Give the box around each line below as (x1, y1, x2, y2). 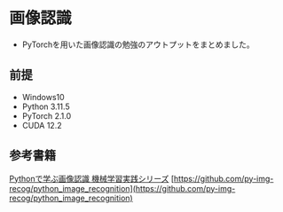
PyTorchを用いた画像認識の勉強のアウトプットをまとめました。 (21, 39, 255, 50)
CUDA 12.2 (21, 120, 62, 130)
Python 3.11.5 (21, 101, 70, 112)
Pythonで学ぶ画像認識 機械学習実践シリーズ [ (9, 173, 175, 184)
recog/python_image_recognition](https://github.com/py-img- (9, 183, 236, 193)
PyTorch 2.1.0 (21, 110, 72, 121)
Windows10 (21, 91, 65, 102)
